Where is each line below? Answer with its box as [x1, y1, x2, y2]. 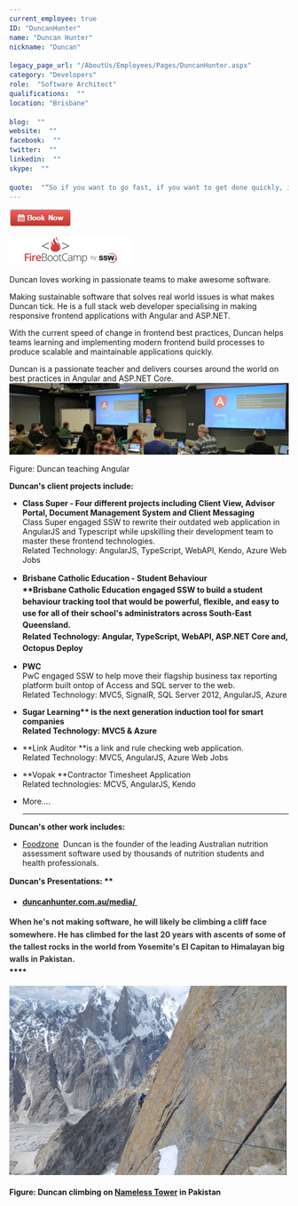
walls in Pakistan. [9, 954, 75, 964]
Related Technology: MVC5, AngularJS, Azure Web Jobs [21, 752, 229, 763]
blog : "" [9, 117, 46, 126]
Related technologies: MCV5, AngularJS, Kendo [21, 779, 197, 789]
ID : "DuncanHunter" [9, 23, 82, 33]
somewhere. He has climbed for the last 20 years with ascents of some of [9, 929, 286, 940]
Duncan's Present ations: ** [9, 876, 114, 887]
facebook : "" [9, 136, 62, 146]
